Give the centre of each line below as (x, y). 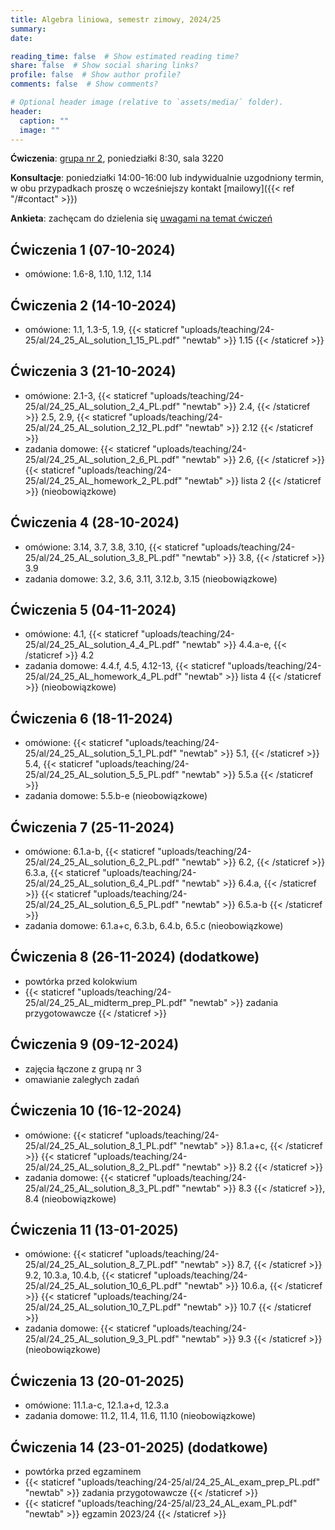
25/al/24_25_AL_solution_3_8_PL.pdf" (102, 557)
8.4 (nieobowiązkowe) (70, 1198)
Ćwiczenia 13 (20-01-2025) (97, 1381)
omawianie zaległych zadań (82, 1079)
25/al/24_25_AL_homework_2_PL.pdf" (103, 480)
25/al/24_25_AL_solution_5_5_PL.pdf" (102, 775)
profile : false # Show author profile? (96, 75)
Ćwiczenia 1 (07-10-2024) (93, 249)
